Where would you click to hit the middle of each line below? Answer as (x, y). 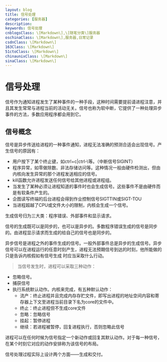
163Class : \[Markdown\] (30, 47)
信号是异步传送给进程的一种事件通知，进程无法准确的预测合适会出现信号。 (81, 145)
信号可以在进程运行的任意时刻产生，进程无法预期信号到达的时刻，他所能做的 (83, 249)
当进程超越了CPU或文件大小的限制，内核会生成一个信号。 (71, 205)
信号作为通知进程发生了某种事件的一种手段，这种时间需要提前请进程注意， (81, 102)
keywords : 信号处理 (24, 28)
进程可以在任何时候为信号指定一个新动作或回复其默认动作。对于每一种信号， (83, 337)
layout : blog (19, 10)
